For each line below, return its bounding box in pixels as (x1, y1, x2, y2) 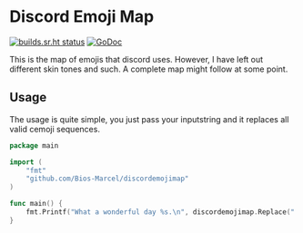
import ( (9, 157, 43, 167)
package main (9, 141, 59, 150)
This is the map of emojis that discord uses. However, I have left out (9, 53, 264, 64)
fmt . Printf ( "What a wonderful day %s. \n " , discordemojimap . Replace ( (25, 208, 291, 217)
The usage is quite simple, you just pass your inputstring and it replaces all (9, 113, 289, 124)
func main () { (9, 199, 64, 209)
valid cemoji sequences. (9, 123, 100, 134)
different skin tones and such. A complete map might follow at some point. (9, 63, 288, 74)
